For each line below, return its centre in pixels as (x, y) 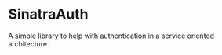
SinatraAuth (48, 14)
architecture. (29, 43)
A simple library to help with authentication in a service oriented (111, 36)
